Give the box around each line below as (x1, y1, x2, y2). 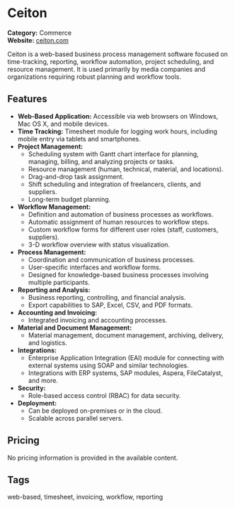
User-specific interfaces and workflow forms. (28, 263, 161, 271)
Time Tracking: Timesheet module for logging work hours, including (17, 126, 218, 136)
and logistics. (28, 338, 67, 347)
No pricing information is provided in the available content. (7, 453, 178, 462)
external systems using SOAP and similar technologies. (28, 361, 189, 369)
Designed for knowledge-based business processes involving (28, 270, 209, 279)
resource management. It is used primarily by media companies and (7, 65, 206, 73)
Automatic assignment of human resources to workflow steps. (28, 217, 210, 226)
